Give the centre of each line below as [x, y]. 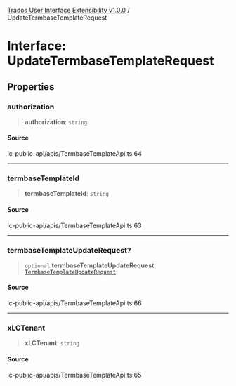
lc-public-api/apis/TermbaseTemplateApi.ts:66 [74, 303]
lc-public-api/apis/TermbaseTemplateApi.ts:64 [75, 154]
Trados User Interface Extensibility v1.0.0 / [68, 10]
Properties [31, 87]
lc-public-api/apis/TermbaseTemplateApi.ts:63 [74, 225]
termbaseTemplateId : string [67, 194]
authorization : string [56, 121]
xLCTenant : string [52, 343]
